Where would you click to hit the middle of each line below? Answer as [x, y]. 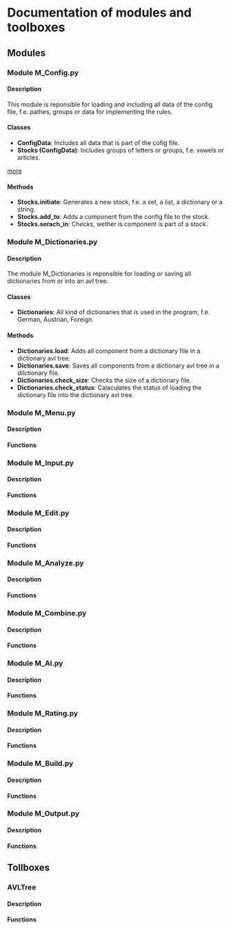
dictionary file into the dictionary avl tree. [76, 394]
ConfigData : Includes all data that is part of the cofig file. [98, 142]
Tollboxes [29, 868]
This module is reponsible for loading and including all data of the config [110, 104]
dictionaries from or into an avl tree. [58, 281]
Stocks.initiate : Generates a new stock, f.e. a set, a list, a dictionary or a [120, 202]
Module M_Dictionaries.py [52, 242]
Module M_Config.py [43, 73]
